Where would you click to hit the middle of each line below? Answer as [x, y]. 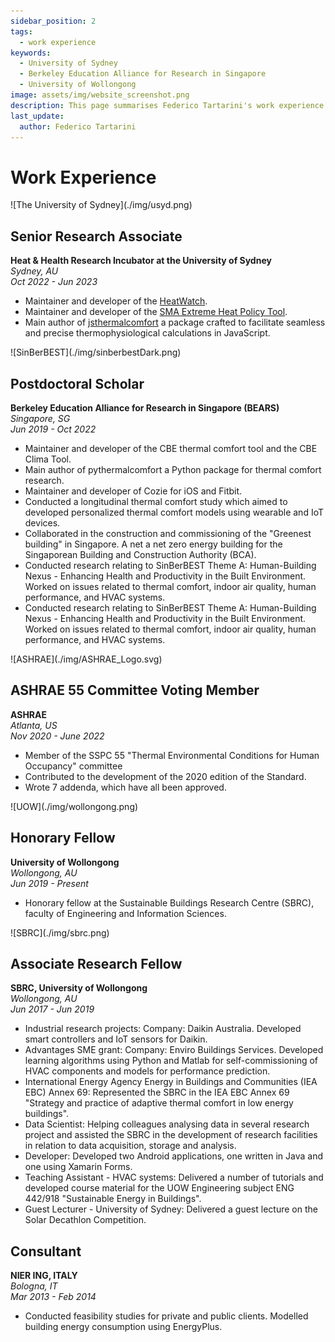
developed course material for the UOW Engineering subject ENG [159, 1188]
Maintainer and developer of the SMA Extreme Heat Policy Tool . [156, 312]
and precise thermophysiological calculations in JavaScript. [147, 333]
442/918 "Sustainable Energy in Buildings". [113, 1199]
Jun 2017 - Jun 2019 [52, 1009]
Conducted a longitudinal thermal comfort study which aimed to [156, 501]
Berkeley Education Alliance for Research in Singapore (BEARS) [145, 407]
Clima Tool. [48, 459]
